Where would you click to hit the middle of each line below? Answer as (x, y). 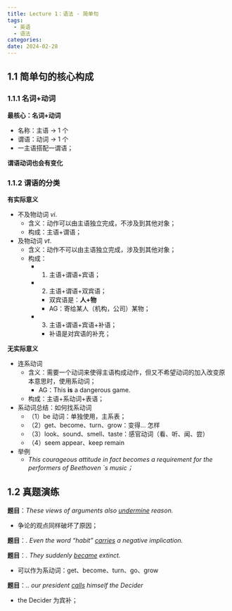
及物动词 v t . (34, 241)
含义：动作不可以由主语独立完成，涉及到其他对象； (102, 249)
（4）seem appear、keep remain (76, 442)
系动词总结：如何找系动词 (54, 407)
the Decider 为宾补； (48, 600)
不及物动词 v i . (37, 214)
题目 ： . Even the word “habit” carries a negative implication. (95, 540)
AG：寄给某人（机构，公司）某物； (99, 308)
